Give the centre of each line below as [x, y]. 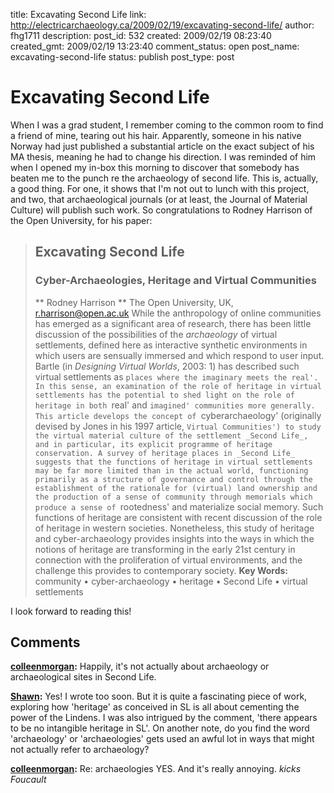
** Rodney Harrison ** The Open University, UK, [134, 302]
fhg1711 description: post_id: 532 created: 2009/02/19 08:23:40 [141, 35]
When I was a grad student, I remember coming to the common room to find [167, 125]
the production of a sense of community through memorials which [173, 497]
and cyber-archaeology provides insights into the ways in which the [174, 538]
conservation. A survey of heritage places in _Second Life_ [165, 453]
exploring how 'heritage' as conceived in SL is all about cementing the [155, 707]
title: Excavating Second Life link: [78, 14]
